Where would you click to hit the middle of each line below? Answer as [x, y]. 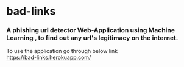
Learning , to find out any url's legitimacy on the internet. [92, 38]
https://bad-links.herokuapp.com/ [49, 58]
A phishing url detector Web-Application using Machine [91, 30]
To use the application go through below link [62, 51]
